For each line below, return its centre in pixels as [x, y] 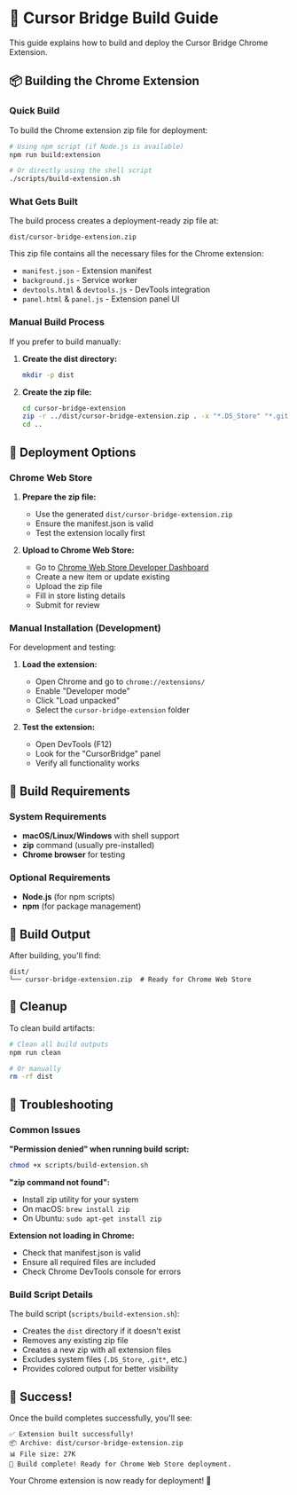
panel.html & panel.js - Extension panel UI [101, 299]
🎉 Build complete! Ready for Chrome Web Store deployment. [121, 1464]
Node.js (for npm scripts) [68, 897]
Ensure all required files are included [89, 1262]
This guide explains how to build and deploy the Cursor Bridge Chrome [139, 43]
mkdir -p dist [48, 375]
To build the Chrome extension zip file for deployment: [109, 130]
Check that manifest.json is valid [82, 1252]
